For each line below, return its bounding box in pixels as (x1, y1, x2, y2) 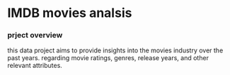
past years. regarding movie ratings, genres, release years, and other (7, 54, 209, 62)
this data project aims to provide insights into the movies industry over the (7, 46, 224, 54)
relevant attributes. (7, 62, 62, 70)
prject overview (7, 30, 63, 40)
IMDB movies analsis (7, 5, 132, 21)
